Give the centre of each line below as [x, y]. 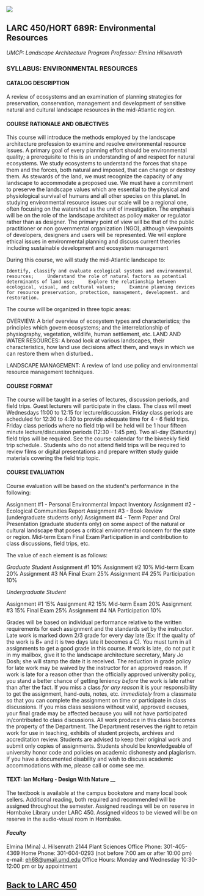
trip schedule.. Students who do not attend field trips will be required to [96, 445]
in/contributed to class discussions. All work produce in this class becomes [101, 720]
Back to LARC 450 [42, 885]
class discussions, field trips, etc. [48, 543]
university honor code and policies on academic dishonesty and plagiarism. [101, 752]
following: [19, 492]
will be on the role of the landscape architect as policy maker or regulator [98, 216]
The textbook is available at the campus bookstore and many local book [97, 792]
